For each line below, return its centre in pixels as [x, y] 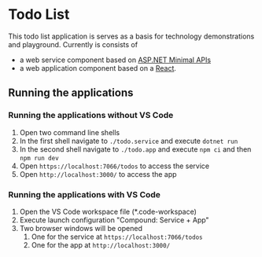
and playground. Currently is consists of [73, 44]
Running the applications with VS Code [85, 194]
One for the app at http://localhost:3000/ [101, 244]
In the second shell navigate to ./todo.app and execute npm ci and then [135, 149]
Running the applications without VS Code [91, 116]
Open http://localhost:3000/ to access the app [98, 174]
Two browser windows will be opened [81, 228]
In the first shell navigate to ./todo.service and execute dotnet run [129, 141]
